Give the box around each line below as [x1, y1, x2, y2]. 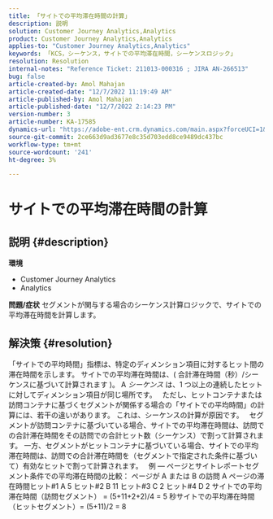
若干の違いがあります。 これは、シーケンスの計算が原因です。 [36, 410, 244, 420]
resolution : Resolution [8, 58, 89, 66]
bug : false [8, 72, 45, 81]
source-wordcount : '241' [8, 148, 93, 156]
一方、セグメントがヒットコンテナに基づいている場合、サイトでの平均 [24, 441, 259, 451]
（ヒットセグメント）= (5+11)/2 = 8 [8, 502, 127, 512]
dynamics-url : [8, 125, 57, 133]
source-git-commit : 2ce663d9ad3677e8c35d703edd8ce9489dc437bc [8, 133, 223, 141]
